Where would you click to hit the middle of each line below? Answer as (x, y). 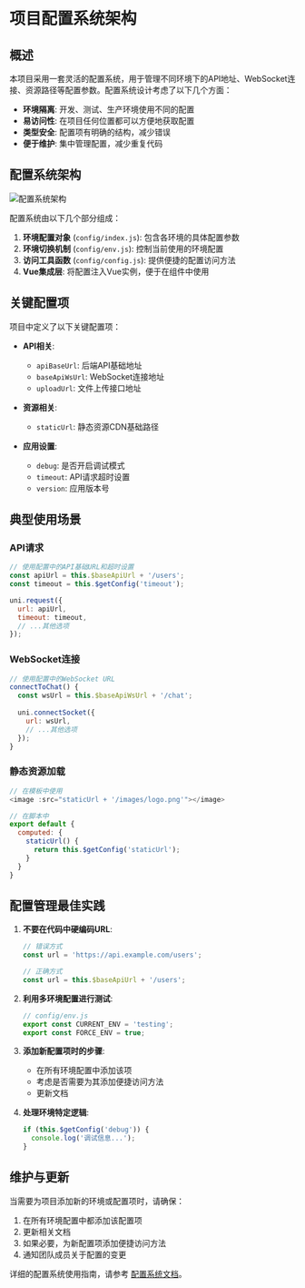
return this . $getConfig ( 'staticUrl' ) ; (107, 850)
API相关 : (39, 346)
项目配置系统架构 (74, 19)
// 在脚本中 (30, 816)
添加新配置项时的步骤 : (64, 1051)
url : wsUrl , (48, 721)
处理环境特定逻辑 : (55, 1112)
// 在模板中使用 (36, 791)
